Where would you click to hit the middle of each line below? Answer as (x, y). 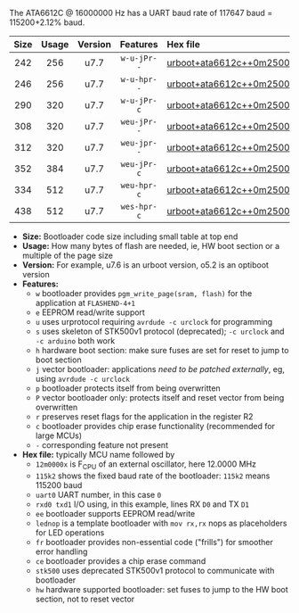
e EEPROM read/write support (90, 312)
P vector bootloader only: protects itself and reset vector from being (160, 398)
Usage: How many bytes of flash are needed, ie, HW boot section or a (151, 246)
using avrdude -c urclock (83, 379)
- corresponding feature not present (102, 445)
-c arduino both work (75, 341)
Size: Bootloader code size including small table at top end (130, 236)
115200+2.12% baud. (47, 22)
